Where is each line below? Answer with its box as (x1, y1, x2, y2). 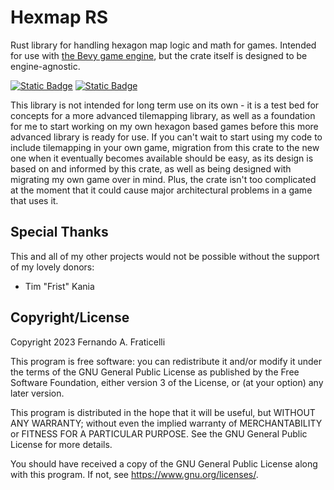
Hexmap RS (10, 6, 109, 29)
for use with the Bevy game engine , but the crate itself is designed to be (10, 49, 308, 61)
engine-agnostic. (10, 60, 81, 72)
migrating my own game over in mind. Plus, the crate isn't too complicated (10, 173, 317, 185)
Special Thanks (10, 224, 109, 241)
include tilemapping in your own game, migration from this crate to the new (10, 141, 320, 153)
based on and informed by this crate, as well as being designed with (10, 162, 292, 175)
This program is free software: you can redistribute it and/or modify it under (10, 355, 322, 367)
